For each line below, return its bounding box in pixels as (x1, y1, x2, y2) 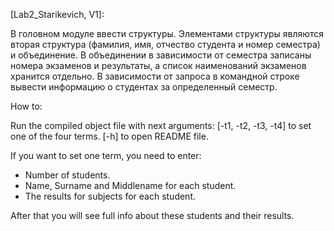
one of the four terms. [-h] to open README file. (10, 130, 209, 142)
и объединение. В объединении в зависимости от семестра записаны (10, 49, 312, 61)
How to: (10, 100, 43, 112)
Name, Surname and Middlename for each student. (24, 180, 237, 191)
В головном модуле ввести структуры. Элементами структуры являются (10, 28, 325, 39)
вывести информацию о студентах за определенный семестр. (10, 81, 278, 93)
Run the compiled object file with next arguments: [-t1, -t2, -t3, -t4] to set (10, 120, 312, 131)
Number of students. (24, 169, 111, 181)
